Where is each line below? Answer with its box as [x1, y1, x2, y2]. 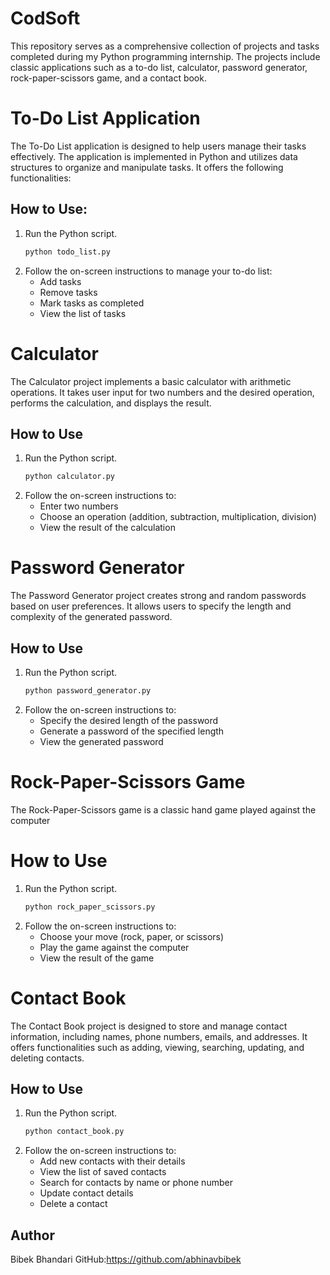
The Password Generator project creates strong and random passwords [10, 590, 307, 602]
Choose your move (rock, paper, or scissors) [39, 930, 225, 942]
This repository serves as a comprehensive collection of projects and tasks [10, 40, 320, 52]
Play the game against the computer [39, 941, 190, 953]
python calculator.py [24, 472, 115, 482]
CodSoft [10, 7, 81, 30]
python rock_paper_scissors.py [24, 902, 156, 912]
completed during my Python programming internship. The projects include [10, 50, 321, 62]
